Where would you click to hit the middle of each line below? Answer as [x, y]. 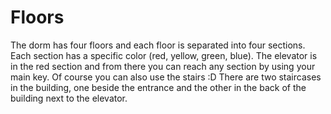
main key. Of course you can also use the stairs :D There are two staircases [166, 77]
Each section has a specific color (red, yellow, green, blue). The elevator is [164, 55]
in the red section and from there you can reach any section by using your [163, 66]
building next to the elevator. [69, 98]
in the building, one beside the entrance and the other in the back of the [158, 87]
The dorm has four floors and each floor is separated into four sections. [158, 45]
